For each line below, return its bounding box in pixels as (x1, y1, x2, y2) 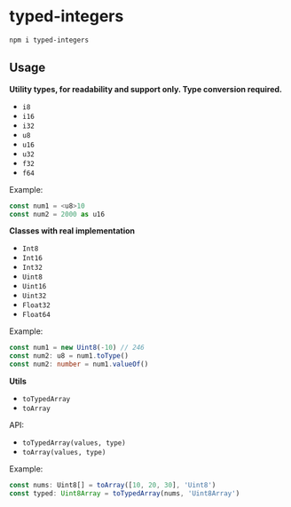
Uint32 (21, 291, 47, 301)
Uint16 (21, 282, 47, 291)
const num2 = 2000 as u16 (9, 210, 105, 218)
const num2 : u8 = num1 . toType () (9, 352, 129, 360)
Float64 (21, 311, 51, 320)
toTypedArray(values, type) (21, 439, 126, 448)
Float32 (21, 301, 51, 310)
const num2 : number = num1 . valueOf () (9, 360, 149, 369)
